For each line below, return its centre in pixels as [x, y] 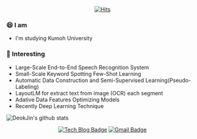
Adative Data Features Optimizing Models [67, 100]
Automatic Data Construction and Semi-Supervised [80, 80]
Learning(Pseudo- [168, 80]
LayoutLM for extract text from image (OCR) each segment [89, 93]
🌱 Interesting [26, 54]
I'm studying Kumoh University [54, 38]
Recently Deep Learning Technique [59, 106]
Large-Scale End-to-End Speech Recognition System [82, 67]
